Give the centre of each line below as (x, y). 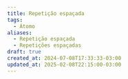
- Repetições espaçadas (47, 45)
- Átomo (24, 26)
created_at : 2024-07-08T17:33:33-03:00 (64, 58)
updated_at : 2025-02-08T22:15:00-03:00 (64, 65)
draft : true (24, 52)
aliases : (20, 33)
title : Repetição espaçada (46, 13)
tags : (15, 20)
